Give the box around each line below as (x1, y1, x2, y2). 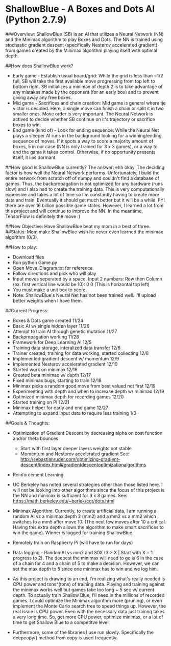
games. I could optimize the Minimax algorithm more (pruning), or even (12, 597, 162, 603)
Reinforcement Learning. (12, 471, 65, 477)
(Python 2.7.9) (5, 14, 67, 26)
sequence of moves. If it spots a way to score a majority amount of (12, 138, 154, 144)
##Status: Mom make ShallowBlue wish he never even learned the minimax (5, 229, 163, 235)
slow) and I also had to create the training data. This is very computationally (5, 186, 165, 192)
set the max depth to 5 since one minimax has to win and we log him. (12, 566, 158, 572)
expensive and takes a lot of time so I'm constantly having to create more (5, 191, 159, 197)
